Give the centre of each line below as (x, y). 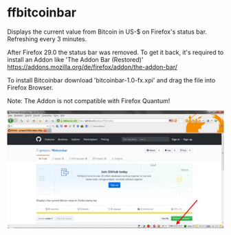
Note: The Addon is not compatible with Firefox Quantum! (89, 100)
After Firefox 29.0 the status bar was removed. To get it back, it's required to (115, 52)
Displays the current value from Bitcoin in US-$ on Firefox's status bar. (107, 32)
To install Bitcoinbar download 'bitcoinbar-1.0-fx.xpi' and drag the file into (111, 80)
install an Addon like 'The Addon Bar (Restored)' (75, 59)
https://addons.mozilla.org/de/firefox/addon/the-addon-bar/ (92, 67)
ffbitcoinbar (42, 13)
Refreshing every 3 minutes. (47, 38)
